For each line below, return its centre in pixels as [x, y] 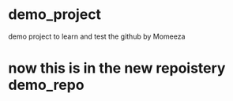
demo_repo [46, 85]
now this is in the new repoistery [117, 68]
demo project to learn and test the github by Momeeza [97, 36]
